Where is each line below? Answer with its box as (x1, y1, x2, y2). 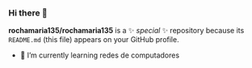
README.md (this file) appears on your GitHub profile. (8, 35, 179, 45)
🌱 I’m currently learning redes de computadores (19, 50, 180, 60)
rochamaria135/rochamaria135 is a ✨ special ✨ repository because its (8, 26, 245, 36)
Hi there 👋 (8, 7, 48, 19)
